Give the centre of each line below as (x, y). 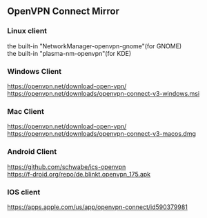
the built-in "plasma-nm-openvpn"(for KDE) (69, 53)
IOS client (24, 192)
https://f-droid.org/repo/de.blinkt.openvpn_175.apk (79, 174)
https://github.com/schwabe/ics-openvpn (67, 167)
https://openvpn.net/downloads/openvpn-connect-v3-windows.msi (103, 93)
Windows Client (34, 71)
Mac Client (26, 111)
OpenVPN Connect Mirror (63, 11)
